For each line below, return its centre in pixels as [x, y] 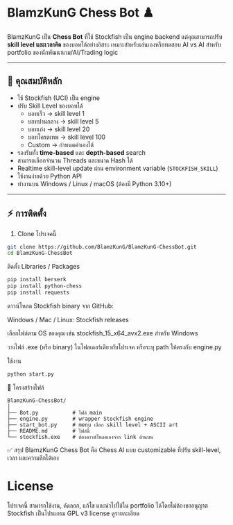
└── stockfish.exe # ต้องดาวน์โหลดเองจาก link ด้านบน [80, 437]
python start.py [31, 374]
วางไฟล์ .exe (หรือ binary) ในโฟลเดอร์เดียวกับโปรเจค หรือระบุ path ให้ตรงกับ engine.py [114, 347]
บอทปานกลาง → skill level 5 [63, 121]
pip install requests [38, 293]
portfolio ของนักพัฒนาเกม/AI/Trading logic [63, 52]
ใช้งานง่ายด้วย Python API [49, 176]
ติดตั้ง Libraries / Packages [44, 267]
